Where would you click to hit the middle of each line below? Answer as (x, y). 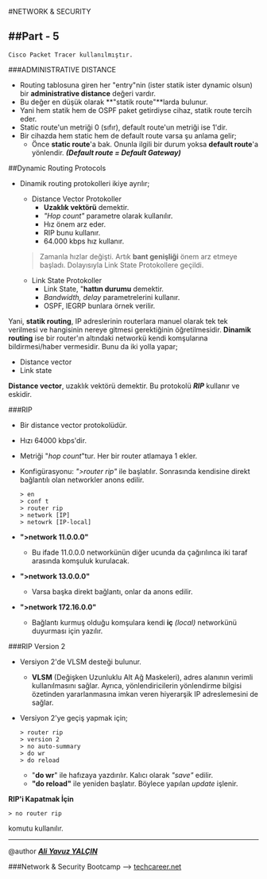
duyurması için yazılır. (67, 631)
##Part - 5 (34, 36)
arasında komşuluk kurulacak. (80, 561)
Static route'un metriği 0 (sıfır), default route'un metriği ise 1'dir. (124, 127)
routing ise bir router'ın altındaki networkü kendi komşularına (108, 338)
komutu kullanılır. (36, 828)
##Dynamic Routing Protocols (57, 168)
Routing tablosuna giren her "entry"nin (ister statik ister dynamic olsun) (136, 85)
